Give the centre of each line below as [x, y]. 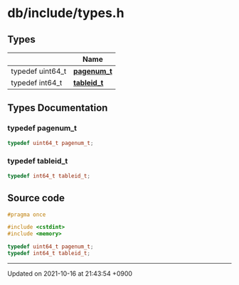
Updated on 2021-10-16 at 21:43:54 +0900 [70, 273]
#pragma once [27, 215]
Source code [36, 198]
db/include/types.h [66, 13]
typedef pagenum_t [42, 128]
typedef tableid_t [38, 161]
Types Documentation [58, 108]
